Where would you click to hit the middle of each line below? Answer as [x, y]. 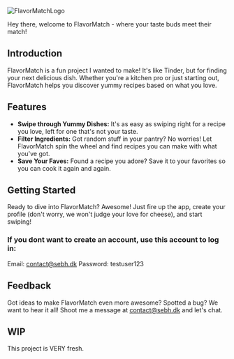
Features [27, 107]
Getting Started [42, 191]
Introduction [35, 53]
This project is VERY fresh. [46, 349]
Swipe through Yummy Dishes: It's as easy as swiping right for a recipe [121, 124]
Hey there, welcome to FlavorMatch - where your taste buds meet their [109, 24]
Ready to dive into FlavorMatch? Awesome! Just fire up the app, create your [116, 207]
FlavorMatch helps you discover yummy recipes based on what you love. [112, 85]
